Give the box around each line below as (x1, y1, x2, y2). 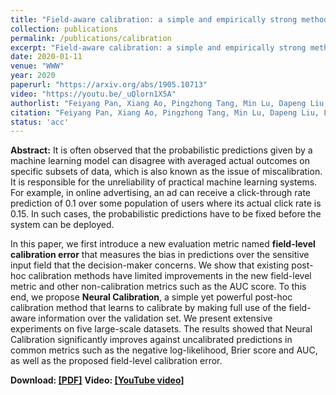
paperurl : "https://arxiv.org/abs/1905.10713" (10, 80, 208, 90)
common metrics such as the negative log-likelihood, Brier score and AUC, (10, 344, 318, 356)
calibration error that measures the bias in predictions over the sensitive (10, 249, 310, 261)
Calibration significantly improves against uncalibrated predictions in (10, 334, 293, 346)
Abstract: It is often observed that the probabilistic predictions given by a (10, 144, 313, 156)
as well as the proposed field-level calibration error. (10, 355, 223, 367)
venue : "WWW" (10, 61, 65, 71)
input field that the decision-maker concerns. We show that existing (10, 259, 290, 271)
